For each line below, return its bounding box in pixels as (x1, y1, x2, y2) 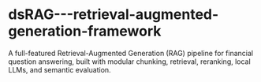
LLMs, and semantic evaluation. (8, 65, 112, 74)
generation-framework (8, 22, 162, 40)
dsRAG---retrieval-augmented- (8, 6, 219, 24)
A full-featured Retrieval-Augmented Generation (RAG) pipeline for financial (8, 48, 254, 58)
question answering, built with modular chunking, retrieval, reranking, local (8, 57, 251, 66)
